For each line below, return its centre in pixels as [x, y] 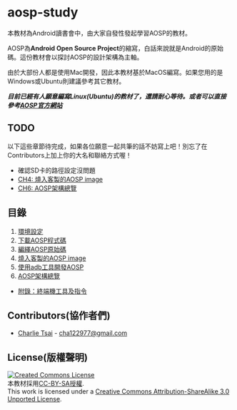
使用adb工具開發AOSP [51, 267]
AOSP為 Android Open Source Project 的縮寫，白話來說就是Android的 [109, 48]
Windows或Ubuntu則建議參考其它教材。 [66, 81]
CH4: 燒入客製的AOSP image [60, 179]
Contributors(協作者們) [59, 316]
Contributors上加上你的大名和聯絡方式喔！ [70, 155]
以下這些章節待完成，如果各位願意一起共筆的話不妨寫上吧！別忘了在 [107, 146]
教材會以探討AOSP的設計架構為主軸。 [87, 57]
